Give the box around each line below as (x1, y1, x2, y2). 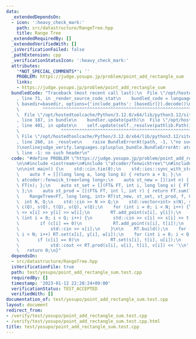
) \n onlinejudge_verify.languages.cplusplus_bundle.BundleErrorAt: (16, 144, 181, 150)
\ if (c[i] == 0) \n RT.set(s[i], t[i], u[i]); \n (16, 237, 181, 243)
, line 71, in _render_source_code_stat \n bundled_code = (16, 95, 168, 101)
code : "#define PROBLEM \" (11, 155, 77, 161)
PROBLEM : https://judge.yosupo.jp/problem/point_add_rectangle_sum (16, 74, 184, 79)
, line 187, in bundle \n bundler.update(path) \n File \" (16, 117, 168, 123)
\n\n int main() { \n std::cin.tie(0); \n (16, 166, 121, 172)
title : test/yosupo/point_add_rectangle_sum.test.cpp (6, 324, 140, 330)
